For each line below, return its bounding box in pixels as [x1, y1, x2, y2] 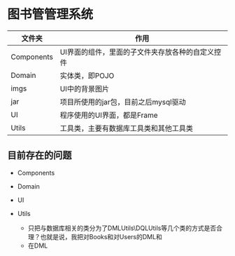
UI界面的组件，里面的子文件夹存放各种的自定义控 [59, 47, 222, 57]
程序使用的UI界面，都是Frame [59, 110, 158, 120]
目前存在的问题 [7, 149, 72, 161]
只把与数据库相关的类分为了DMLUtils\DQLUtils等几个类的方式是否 [27, 224, 217, 232]
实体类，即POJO [59, 71, 115, 81]
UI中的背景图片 [59, 83, 110, 93]
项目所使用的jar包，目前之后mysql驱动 [59, 97, 187, 107]
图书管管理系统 [7, 6, 94, 22]
